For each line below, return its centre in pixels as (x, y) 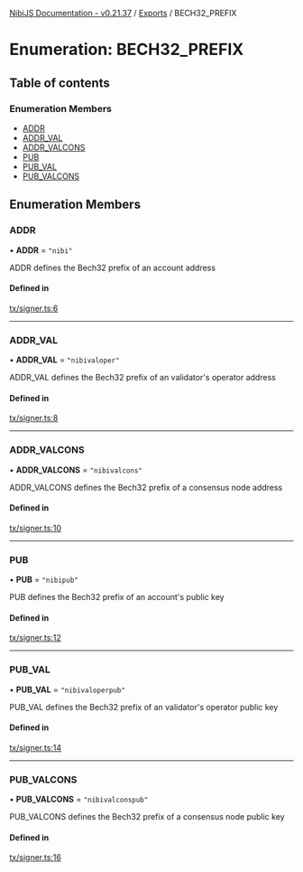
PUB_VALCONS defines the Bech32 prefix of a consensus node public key (147, 817)
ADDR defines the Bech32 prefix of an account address (113, 267)
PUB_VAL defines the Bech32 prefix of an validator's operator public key (144, 707)
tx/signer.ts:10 (35, 528)
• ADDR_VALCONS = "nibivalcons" (76, 470)
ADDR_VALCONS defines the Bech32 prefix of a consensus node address (146, 487)
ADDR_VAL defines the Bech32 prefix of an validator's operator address (143, 378)
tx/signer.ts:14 (36, 747)
